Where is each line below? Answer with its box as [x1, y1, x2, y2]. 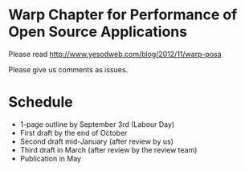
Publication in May [19, 153, 82, 163]
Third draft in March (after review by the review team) [19, 145, 198, 154]
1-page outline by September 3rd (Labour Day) [19, 119, 175, 129]
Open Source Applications [8, 22, 187, 41]
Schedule [8, 93, 74, 112]
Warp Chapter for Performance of [8, 6, 238, 24]
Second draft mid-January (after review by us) [19, 136, 174, 146]
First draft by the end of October [19, 128, 128, 137]
